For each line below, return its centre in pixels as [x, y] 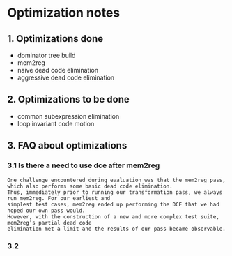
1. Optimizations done [55, 39]
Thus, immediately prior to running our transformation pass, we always [115, 192]
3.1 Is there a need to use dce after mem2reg [84, 165]
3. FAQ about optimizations [67, 145]
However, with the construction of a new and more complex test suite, [113, 217]
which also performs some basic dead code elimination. [90, 186]
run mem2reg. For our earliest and [59, 198]
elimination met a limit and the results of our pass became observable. [117, 229]
